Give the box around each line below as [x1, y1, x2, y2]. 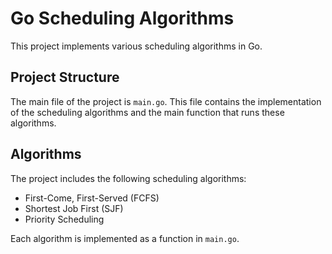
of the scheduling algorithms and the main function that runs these [10, 106, 285, 118]
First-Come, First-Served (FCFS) [24, 192, 160, 204]
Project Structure [10, 69, 120, 86]
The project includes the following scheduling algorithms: [10, 172, 247, 184]
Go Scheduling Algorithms [10, 7, 235, 30]
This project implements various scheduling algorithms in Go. [10, 40, 263, 52]
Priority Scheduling [24, 213, 105, 225]
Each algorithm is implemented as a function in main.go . [10, 232, 240, 244]
